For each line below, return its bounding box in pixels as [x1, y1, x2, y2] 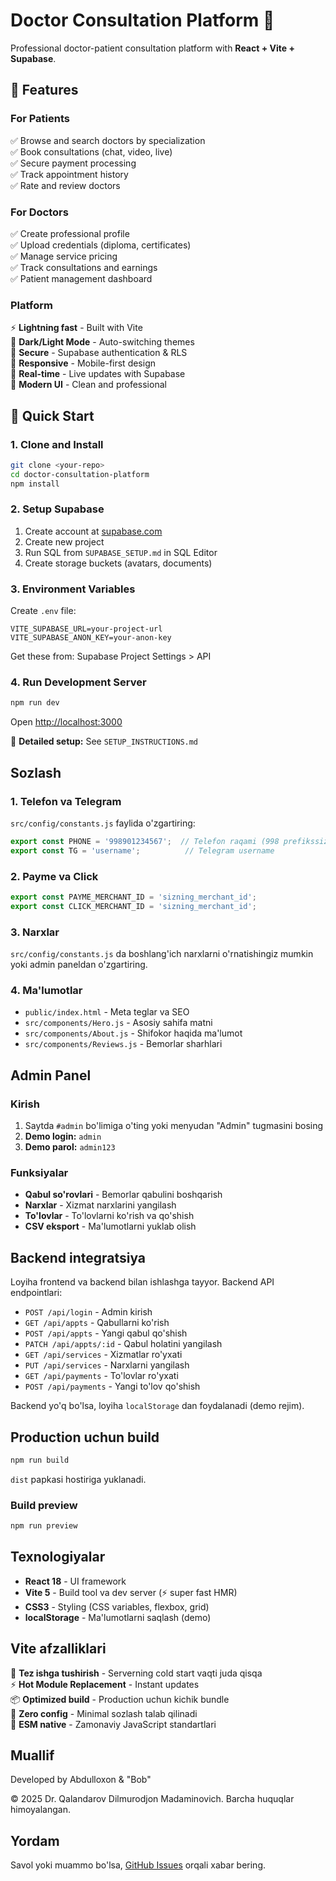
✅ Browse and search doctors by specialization [10, 134, 206, 146]
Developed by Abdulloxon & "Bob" [10, 1774, 152, 1786]
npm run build [10, 1455, 70, 1465]
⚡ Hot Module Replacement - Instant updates [10, 1678, 200, 1690]
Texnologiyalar [10, 1549, 106, 1566]
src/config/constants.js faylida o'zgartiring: [10, 817, 196, 829]
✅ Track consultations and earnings [10, 261, 158, 273]
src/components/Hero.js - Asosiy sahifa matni [24, 1017, 213, 1029]
